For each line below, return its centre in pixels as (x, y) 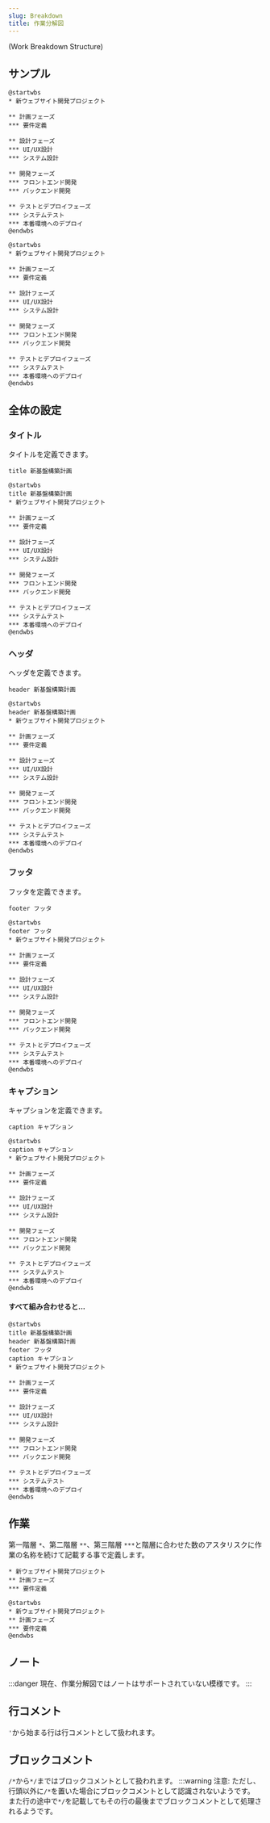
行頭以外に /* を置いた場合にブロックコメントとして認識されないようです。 (132, 1791)
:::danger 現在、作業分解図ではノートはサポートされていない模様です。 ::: (130, 1683)
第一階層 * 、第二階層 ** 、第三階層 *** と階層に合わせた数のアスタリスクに (132, 1544)
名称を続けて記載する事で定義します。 (85, 1554)
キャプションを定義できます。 (58, 1110)
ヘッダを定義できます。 (47, 673)
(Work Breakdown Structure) (56, 46)
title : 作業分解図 (36, 23)
